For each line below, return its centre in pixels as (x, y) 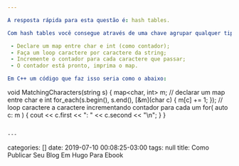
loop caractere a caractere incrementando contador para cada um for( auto (118, 107)
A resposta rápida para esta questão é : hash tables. (89, 20)
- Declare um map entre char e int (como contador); (90, 46)
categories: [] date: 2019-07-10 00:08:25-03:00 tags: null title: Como (108, 147)
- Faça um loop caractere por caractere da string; (89, 53)
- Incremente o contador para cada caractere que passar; (98, 59)
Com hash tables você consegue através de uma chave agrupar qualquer (114, 33)
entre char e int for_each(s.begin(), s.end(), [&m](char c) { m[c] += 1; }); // (115, 100)
